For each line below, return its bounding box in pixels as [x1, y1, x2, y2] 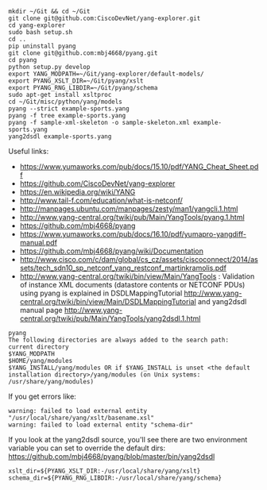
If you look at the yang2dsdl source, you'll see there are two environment [8, 435, 248, 444]
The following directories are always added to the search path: [8, 336, 229, 344]
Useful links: [8, 147, 49, 156]
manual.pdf [19, 238, 58, 247]
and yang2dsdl [197, 297, 247, 306]
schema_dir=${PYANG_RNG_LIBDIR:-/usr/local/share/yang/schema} [8, 474, 222, 482]
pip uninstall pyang [8, 42, 77, 50]
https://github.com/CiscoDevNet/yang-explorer [19, 179, 176, 188]
